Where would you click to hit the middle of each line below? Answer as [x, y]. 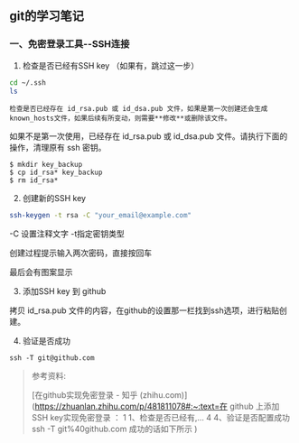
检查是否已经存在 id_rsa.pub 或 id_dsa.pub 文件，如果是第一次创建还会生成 [139, 109]
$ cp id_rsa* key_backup [56, 173]
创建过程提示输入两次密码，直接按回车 [80, 253]
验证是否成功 [46, 341]
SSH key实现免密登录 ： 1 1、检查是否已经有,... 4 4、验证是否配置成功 [161, 418]
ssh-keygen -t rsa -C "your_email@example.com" [101, 216]
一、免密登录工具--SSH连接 [70, 44]
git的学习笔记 [47, 16]
